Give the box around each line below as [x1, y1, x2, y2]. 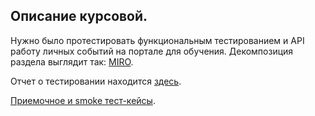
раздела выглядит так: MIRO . [10, 55, 134, 68]
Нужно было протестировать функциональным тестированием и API [10, 34, 305, 46]
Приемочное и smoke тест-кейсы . [10, 94, 156, 106]
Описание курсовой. [10, 8, 148, 25]
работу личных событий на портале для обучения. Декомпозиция [10, 45, 294, 57]
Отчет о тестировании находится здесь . [10, 75, 182, 87]
